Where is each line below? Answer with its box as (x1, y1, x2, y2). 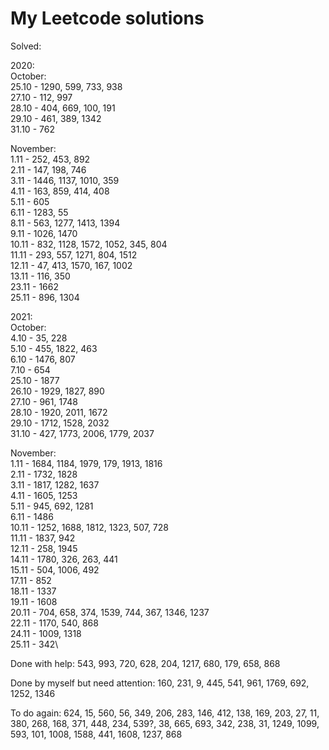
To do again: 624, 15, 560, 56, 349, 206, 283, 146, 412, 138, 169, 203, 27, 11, (10, 707, 320, 719)
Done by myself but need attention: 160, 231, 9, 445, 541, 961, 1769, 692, (10, 677, 310, 689)
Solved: (10, 40, 42, 52)
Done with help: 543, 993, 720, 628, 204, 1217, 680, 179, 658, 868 (10, 657, 281, 669)
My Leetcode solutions (10, 7, 205, 30)
